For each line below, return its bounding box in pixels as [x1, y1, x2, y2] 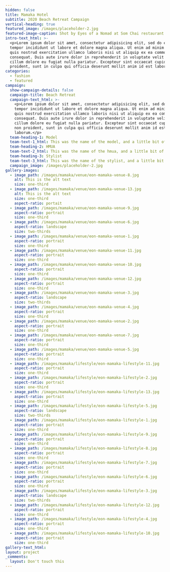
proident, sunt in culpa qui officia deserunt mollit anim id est [10, 64, 153, 69]
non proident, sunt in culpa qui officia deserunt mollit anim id [14, 125, 157, 130]
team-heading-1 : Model [10, 135, 58, 140]
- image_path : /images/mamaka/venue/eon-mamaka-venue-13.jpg [10, 187, 142, 192]
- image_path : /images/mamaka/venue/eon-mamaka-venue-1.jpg [10, 234, 139, 239]
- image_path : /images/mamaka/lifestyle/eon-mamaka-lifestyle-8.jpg [10, 446, 157, 451]
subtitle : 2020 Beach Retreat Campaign [5, 17, 90, 22]
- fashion [10, 74, 30, 79]
